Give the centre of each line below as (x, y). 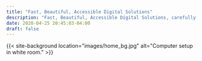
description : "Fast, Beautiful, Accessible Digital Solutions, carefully (101, 18)
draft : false (23, 29)
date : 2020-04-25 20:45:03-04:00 (48, 23)
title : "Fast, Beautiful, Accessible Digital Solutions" (80, 12)
